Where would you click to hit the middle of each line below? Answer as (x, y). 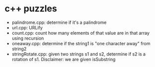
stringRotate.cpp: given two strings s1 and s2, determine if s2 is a (79, 54)
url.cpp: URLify (27, 27)
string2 (19, 49)
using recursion (28, 38)
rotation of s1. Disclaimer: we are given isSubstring (64, 59)
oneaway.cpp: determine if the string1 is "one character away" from (81, 43)
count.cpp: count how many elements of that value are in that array (81, 33)
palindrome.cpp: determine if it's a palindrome (59, 22)
